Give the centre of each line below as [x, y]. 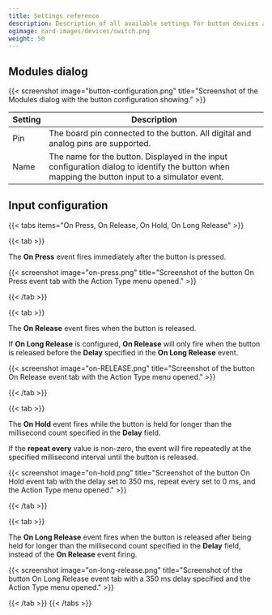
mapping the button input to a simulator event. [136, 177]
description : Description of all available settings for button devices [134, 24]
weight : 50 [27, 39]
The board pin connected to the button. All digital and [150, 133]
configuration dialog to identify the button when [139, 167]
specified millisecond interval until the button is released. [103, 457]
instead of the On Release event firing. [73, 554]
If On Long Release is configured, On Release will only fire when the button [134, 344]
